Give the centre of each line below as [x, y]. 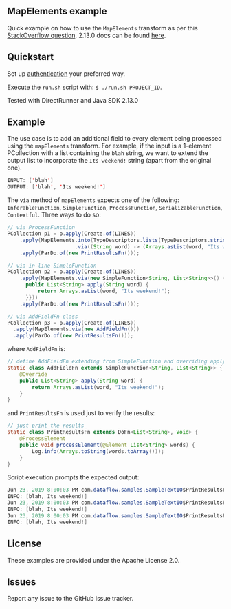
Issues [22, 582]
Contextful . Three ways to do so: [54, 215]
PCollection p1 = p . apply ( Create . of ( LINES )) [72, 234]
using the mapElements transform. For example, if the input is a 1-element [109, 146]
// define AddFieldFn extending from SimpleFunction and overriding [107, 361]
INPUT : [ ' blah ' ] [30, 181]
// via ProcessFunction [41, 228]
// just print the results [46, 426]
